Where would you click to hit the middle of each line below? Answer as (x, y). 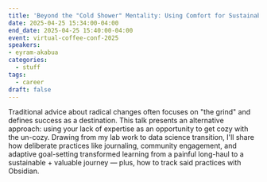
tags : (17, 75)
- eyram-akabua (33, 52)
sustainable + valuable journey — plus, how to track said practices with (125, 163)
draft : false (30, 89)
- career (30, 82)
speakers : (25, 45)
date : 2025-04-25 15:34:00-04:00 (64, 23)
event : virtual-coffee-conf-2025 (64, 38)
